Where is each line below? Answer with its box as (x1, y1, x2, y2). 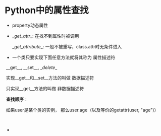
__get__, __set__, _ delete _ (6, 64, 58, 71)
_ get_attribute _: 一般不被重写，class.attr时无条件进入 (12, 43, 122, 49)
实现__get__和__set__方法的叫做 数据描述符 (6, 75, 94, 81)
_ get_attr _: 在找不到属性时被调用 (12, 33, 79, 39)
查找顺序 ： (6, 96, 28, 102)
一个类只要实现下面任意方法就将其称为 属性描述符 (12, 54, 116, 60)
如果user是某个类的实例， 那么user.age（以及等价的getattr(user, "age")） (6, 107, 159, 113)
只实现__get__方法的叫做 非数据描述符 (6, 85, 84, 91)
